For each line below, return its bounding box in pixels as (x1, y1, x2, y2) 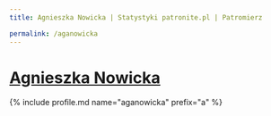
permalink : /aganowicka (9, 29, 99, 38)
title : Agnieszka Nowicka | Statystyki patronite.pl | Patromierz (9, 12, 263, 22)
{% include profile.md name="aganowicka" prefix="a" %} (9, 97, 223, 108)
